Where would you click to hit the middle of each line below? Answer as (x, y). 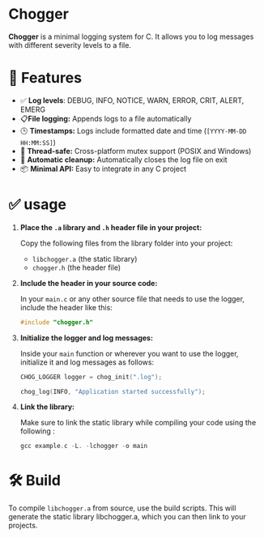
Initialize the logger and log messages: (87, 338)
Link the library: (47, 407)
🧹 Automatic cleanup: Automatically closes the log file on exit (124, 160)
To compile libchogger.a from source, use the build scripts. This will (122, 508)
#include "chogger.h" (56, 322)
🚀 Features (45, 78)
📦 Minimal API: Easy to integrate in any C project (103, 169)
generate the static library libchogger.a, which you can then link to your (127, 517)
